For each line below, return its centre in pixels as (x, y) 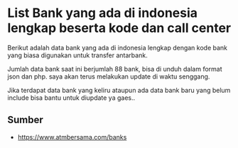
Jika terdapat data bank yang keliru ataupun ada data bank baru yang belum (119, 90)
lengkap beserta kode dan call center (119, 28)
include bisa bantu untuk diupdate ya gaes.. (71, 98)
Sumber (26, 120)
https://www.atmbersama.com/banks (72, 137)
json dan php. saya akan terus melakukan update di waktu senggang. (109, 76)
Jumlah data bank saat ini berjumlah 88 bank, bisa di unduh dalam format (115, 69)
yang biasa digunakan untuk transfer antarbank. (77, 55)
